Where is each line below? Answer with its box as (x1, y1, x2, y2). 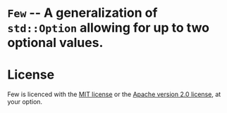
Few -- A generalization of (7, 5, 158, 21)
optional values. (7, 35, 104, 51)
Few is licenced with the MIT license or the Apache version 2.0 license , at (7, 90, 221, 99)
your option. (7, 98, 43, 106)
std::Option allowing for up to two (7, 20, 210, 36)
